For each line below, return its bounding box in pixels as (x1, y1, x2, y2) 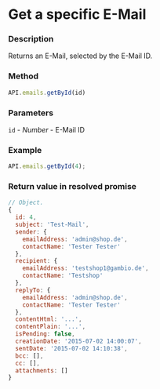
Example (8, 144, 42, 155)
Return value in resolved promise (8, 181, 137, 192)
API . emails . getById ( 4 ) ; (8, 162, 86, 170)
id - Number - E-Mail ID (8, 125, 85, 134)
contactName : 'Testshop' (22, 272, 104, 280)
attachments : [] (15, 366, 68, 374)
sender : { (15, 227, 47, 236)
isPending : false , (15, 330, 76, 338)
